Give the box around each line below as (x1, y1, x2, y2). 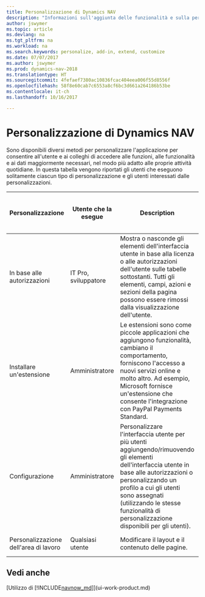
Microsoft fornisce (120, 382, 173, 390)
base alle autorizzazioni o (120, 468, 193, 476)
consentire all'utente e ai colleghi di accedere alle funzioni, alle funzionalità (6, 152, 195, 160)
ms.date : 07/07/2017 (6, 54, 59, 61)
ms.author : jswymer (6, 60, 56, 66)
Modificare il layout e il (120, 535, 185, 544)
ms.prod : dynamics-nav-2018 (6, 65, 78, 72)
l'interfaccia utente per (120, 429, 185, 438)
